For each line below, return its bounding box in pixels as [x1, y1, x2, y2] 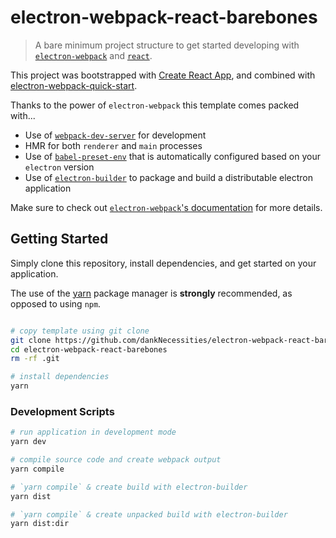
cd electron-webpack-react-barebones [10, 344, 168, 355]
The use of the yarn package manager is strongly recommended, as [10, 287, 293, 299]
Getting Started [10, 231, 109, 248]
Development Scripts [10, 404, 115, 418]
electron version [24, 161, 95, 173]
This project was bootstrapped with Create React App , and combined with [10, 69, 316, 81]
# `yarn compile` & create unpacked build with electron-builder [10, 509, 288, 520]
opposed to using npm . [10, 297, 102, 310]
